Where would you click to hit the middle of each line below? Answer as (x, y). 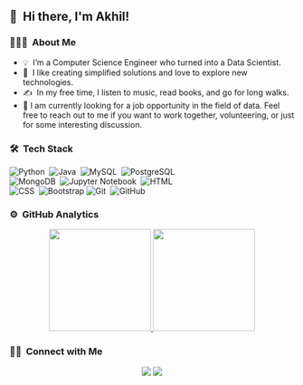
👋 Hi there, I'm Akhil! (69, 17)
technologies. (48, 82)
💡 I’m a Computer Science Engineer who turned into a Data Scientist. (152, 62)
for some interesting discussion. (82, 124)
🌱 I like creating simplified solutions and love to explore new (135, 72)
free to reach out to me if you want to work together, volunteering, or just (158, 115)
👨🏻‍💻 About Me (43, 43)
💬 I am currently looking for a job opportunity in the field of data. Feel (151, 105)
